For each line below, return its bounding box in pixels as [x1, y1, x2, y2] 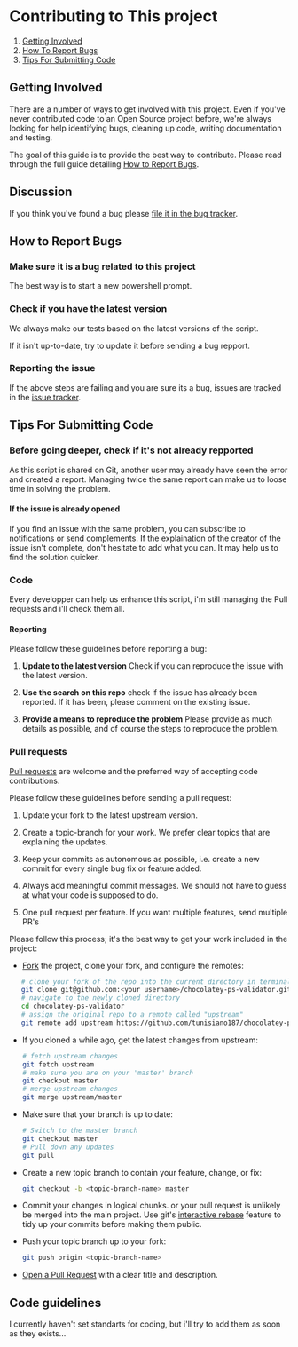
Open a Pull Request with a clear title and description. [21, 1270, 219, 1280]
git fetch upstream [21, 1059, 95, 1069]
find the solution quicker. [9, 551, 100, 562]
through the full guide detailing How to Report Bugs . [9, 158, 200, 170]
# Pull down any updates [21, 1143, 114, 1152]
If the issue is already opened [9, 503, 121, 514]
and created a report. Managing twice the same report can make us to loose [9, 473, 287, 485]
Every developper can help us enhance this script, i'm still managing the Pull [9, 594, 288, 605]
